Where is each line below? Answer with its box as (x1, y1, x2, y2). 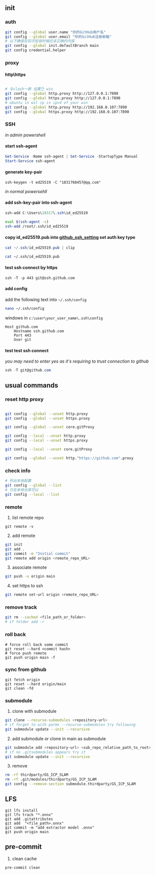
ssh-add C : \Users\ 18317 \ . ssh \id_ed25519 (5, 211, 88, 215)
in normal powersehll (5, 188, 47, 194)
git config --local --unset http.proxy (5, 433, 86, 439)
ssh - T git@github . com (5, 368, 51, 373)
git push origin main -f (5, 655, 55, 660)
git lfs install (5, 808, 38, 813)
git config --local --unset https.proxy (5, 438, 88, 443)
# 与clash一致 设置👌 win (5, 86, 53, 92)
